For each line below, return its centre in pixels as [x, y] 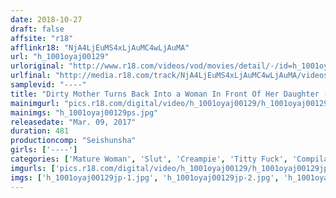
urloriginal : [37, 66]
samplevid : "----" [48, 85]
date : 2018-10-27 [46, 19]
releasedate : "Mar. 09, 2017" [73, 122]
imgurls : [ [33, 168]
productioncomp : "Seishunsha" [73, 141]
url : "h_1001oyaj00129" [60, 57]
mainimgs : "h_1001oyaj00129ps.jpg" [84, 112]
